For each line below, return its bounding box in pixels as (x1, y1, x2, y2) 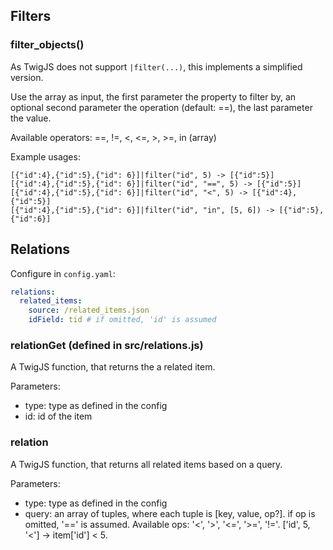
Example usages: (10, 150, 81, 163)
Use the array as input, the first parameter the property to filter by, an (10, 90, 297, 103)
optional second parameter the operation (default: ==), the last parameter (10, 101, 313, 113)
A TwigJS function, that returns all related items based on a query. (10, 458, 283, 470)
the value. (10, 112, 52, 124)
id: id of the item (24, 410, 93, 423)
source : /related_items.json (28, 305, 150, 316)
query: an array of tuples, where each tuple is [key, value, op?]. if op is (24, 507, 316, 519)
